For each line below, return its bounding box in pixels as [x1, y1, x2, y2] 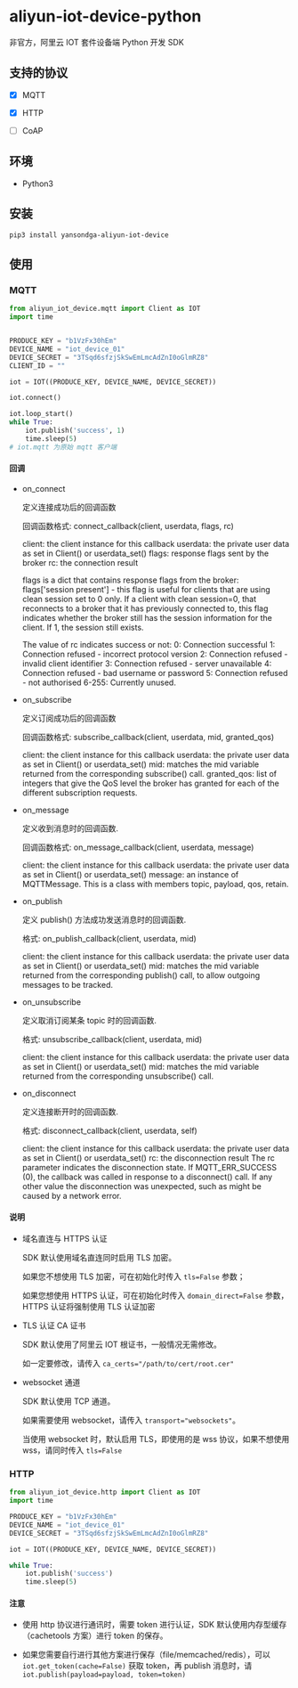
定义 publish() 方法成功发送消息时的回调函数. [21, 914, 187, 925]
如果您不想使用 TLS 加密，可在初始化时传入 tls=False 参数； [21, 1271, 246, 1282]
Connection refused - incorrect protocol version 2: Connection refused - [21, 648, 288, 659]
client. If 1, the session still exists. [21, 622, 144, 632]
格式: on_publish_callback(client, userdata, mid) [21, 933, 197, 943]
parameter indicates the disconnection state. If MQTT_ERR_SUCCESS [21, 1162, 278, 1172]
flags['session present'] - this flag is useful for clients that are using [21, 583, 271, 594]
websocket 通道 [21, 1377, 81, 1388]
